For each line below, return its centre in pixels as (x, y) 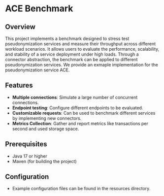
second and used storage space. (46, 129)
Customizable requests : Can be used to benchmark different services (84, 113)
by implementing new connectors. (47, 118)
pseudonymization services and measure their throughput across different (81, 44)
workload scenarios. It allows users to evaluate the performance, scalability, (82, 49)
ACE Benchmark (39, 9)
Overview (20, 27)
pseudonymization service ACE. (37, 70)
